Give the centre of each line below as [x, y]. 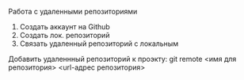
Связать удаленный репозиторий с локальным [99, 44]
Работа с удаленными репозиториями [73, 11]
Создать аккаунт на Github [65, 27]
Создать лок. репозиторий [65, 35]
